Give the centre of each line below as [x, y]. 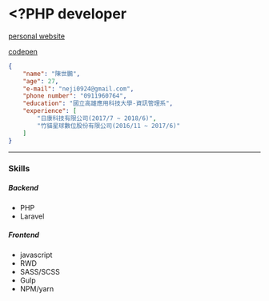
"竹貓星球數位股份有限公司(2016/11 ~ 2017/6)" [109, 126]
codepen [23, 51]
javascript [36, 255]
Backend [23, 188]
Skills [19, 169]
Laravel [32, 216]
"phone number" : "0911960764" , [75, 96]
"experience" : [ [50, 111]
